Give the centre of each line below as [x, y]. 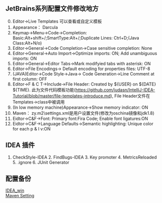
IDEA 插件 [20, 145]
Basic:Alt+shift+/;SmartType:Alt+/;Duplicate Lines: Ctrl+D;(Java [76, 38]
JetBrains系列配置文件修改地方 [52, 9]
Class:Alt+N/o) [27, 43]
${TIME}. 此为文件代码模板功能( [44, 90]
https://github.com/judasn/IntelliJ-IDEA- [115, 90]
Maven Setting [20, 196]
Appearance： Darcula [35, 27]
